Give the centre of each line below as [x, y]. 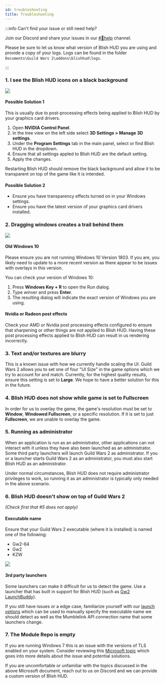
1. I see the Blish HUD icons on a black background [66, 80]
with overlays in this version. [34, 268]
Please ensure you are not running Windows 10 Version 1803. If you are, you [82, 257]
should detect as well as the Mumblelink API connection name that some [79, 616]
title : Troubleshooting [30, 14]
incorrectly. [17, 340]
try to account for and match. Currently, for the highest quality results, [76, 375]
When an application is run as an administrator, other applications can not [80, 442]
